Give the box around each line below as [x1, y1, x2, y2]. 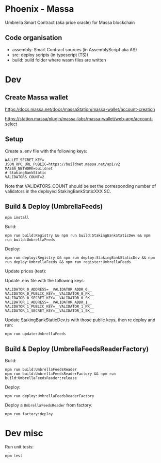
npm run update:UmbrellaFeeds [5, 331, 66, 337]
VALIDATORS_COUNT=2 [5, 174, 45, 179]
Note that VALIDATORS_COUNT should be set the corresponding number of [5, 183, 156, 189]
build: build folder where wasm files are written [12, 57, 106, 63]
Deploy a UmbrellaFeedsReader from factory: [5, 402, 93, 408]
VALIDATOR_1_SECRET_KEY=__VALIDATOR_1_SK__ [5, 309, 95, 313]
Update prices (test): [5, 268, 47, 274]
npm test [5, 453, 23, 459]
